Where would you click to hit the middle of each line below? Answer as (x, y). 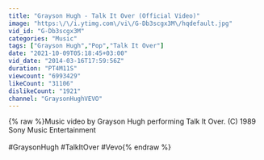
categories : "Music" (43, 38)
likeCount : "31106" (41, 83)
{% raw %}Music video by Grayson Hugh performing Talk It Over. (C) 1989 (132, 121)
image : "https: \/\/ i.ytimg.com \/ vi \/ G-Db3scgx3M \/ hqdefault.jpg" (120, 23)
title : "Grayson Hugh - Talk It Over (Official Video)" (104, 16)
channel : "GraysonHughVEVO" (56, 99)
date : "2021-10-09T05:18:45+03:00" (68, 53)
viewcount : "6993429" (45, 76)
